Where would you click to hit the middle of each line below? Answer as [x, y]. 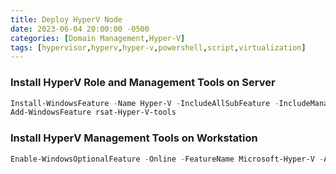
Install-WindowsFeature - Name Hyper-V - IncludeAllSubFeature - [145, 103]
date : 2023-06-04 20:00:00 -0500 [80, 29]
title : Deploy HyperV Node [66, 19]
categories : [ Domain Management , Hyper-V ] [98, 38]
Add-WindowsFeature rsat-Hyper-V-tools [93, 112]
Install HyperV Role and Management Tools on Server [143, 83]
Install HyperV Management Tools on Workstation [134, 138]
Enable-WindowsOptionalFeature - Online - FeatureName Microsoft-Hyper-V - [167, 159]
